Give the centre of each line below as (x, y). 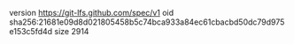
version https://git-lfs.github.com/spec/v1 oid (92, 13)
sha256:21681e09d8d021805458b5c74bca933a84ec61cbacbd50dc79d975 (147, 22)
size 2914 (72, 31)
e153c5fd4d (31, 31)
